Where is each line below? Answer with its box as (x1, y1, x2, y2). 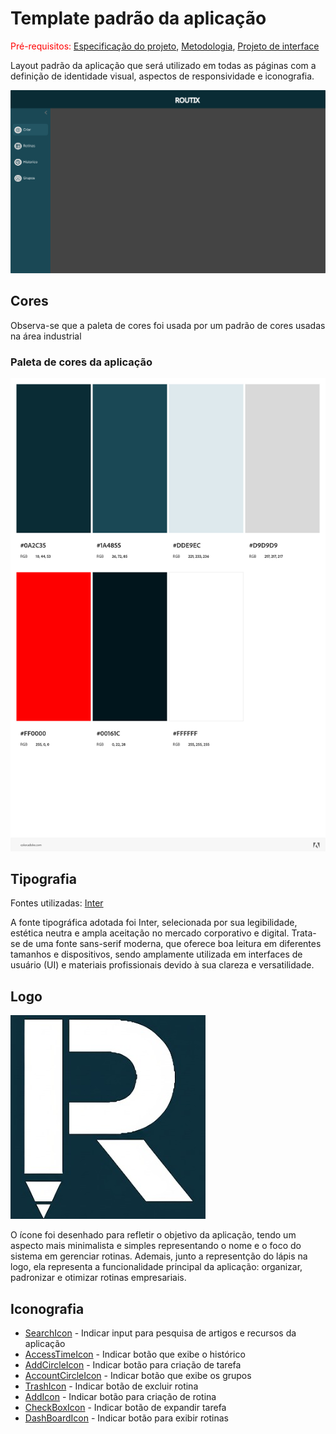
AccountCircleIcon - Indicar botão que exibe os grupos (24, 1370, 252, 1382)
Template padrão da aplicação (10, 7, 267, 30)
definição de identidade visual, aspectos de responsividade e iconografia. (10, 70, 315, 82)
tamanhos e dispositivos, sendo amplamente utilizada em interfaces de (10, 948, 303, 961)
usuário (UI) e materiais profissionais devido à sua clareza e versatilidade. (10, 959, 315, 971)
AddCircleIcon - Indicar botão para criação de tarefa (24, 1359, 242, 1371)
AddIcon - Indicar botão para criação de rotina (24, 1391, 217, 1403)
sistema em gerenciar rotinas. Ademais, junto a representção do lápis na (10, 1250, 308, 1262)
